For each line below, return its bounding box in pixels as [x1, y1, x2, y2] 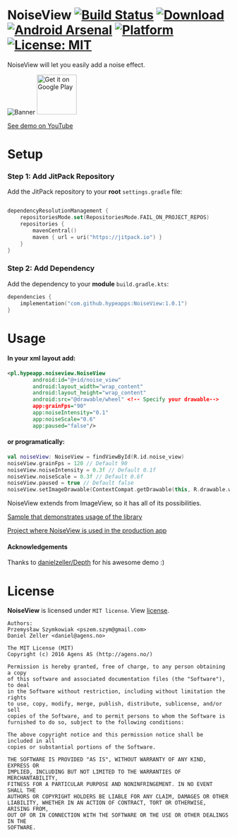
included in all [7, 737, 55, 745]
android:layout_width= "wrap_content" [32, 382, 143, 390]
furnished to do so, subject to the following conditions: [7, 719, 185, 726]
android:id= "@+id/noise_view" [32, 376, 121, 383]
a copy [7, 669, 27, 677]
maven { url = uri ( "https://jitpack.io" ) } [32, 233, 162, 240]
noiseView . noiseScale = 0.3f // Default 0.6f [7, 473, 143, 480]
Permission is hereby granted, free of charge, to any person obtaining [7, 663, 226, 671]
